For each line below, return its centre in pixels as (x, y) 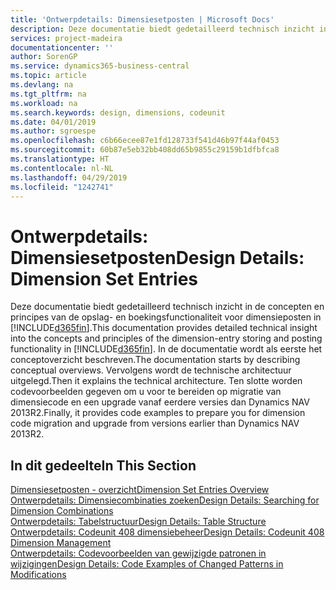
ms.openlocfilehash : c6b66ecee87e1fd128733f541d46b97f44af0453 (145, 141)
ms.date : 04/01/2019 (53, 122)
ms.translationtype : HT (60, 159)
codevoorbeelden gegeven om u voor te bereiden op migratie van (146, 392)
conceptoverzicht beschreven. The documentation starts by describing (155, 360)
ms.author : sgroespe (53, 131)
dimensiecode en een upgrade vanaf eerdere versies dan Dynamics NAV (160, 402)
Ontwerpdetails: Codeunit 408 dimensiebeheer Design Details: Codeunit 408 (167, 532)
